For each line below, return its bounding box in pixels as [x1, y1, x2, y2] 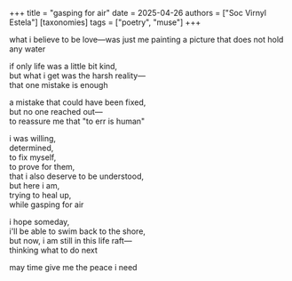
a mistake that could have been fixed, [9, 97, 146, 108]
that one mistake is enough [9, 80, 108, 90]
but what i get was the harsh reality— [9, 70, 146, 81]
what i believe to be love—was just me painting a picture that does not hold [9, 35, 284, 44]
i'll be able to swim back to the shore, [9, 226, 146, 237]
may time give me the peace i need [9, 262, 138, 272]
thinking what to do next [9, 245, 98, 255]
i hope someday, [9, 217, 70, 227]
